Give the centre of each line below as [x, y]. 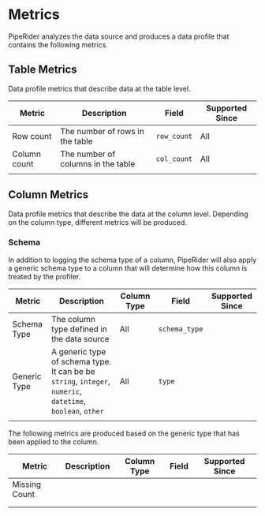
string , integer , [80, 381]
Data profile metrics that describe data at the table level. [99, 88]
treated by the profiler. [45, 276]
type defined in [79, 329]
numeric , [66, 391]
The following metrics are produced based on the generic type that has [124, 433]
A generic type [78, 351]
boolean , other [78, 410]
